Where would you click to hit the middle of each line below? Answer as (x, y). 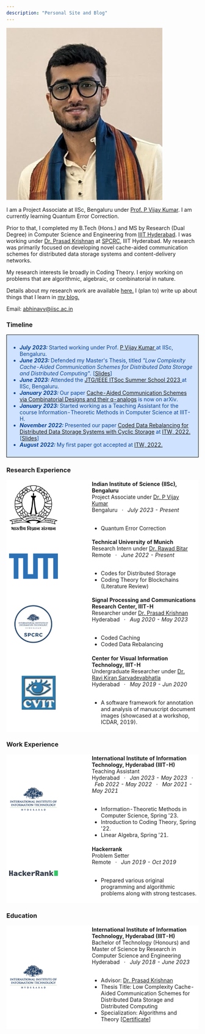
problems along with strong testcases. (149, 893)
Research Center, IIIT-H (123, 607)
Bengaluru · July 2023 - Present (135, 510)
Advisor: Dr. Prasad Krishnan (137, 980)
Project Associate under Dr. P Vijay (135, 497)
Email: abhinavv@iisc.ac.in (40, 309)
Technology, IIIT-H (116, 665)
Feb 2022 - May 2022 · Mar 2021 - (143, 784)
